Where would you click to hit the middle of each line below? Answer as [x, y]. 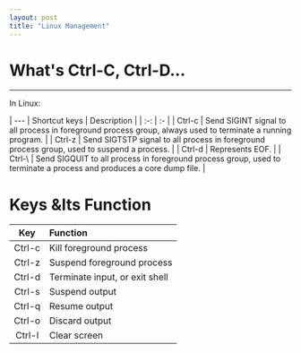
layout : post [34, 17]
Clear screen [76, 335]
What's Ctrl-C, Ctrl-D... [98, 70]
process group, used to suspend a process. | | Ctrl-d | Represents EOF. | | [146, 150]
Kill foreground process [98, 248]
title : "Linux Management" [60, 26]
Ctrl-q [27, 306]
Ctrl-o [27, 321]
